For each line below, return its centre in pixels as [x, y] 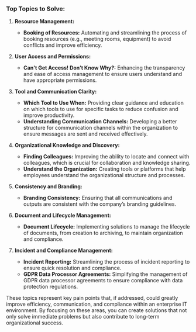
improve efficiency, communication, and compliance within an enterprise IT [97, 304]
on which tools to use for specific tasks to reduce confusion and [101, 109]
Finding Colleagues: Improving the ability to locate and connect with [106, 157]
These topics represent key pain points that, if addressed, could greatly [92, 298]
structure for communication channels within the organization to [101, 128]
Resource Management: [44, 22]
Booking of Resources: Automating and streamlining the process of [105, 33]
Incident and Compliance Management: [63, 251]
